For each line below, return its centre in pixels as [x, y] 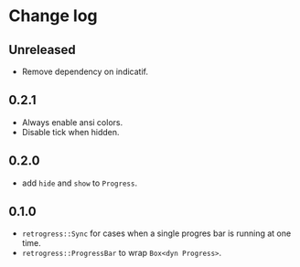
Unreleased [43, 50]
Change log [53, 16]
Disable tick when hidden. [70, 132]
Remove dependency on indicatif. [85, 71]
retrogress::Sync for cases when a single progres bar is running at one [156, 233]
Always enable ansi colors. [72, 122]
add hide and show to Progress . [80, 183]
